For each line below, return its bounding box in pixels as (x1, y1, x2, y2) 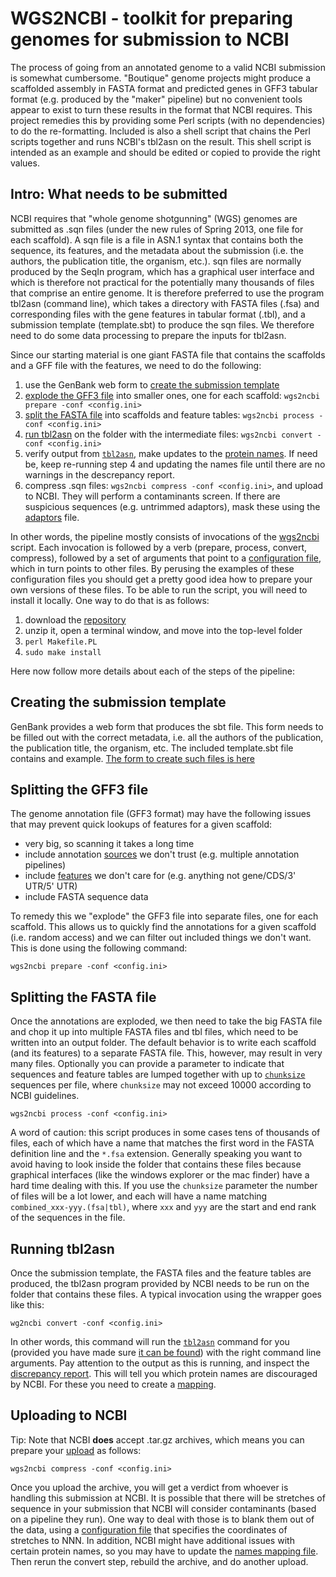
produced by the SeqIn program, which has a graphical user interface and (10, 265, 315, 277)
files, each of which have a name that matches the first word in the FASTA (10, 1137, 315, 1149)
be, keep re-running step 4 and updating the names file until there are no (24, 458, 326, 470)
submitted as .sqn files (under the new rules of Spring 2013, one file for (10, 223, 304, 235)
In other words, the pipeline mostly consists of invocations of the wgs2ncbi (10, 530, 320, 542)
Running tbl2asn (10, 1240, 115, 1257)
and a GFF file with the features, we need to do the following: (10, 359, 262, 371)
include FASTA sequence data (24, 891, 149, 903)
